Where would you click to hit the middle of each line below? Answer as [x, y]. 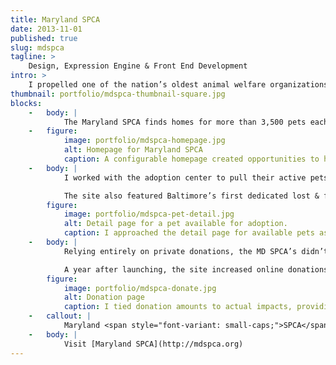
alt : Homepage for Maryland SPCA [133, 150]
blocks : [26, 103]
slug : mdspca [37, 47]
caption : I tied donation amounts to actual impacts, [178, 307]
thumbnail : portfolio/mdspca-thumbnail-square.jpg [118, 94]
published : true [44, 38]
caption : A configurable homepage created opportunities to [191, 159]
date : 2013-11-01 [46, 29]
